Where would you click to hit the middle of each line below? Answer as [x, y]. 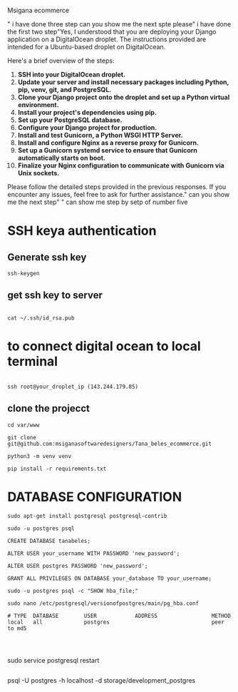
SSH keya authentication [82, 231]
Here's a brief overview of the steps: [61, 61]
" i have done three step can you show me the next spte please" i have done [119, 24]
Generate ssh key [47, 257]
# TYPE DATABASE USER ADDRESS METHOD [119, 616]
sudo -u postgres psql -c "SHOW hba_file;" [73, 591]
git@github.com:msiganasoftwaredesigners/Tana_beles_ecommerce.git [110, 444]
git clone [22, 437]
